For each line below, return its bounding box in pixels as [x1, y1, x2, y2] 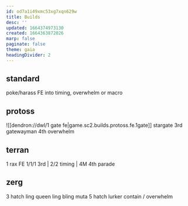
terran [6, 145, 29, 155]
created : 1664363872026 [6, 30, 64, 36]
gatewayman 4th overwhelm [6, 128, 75, 135]
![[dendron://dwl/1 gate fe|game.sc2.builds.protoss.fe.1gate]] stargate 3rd [6, 122, 183, 129]
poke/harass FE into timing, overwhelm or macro [6, 89, 123, 97]
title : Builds [6, 14, 41, 20]
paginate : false [6, 42, 46, 47]
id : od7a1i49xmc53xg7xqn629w [6, 8, 77, 15]
